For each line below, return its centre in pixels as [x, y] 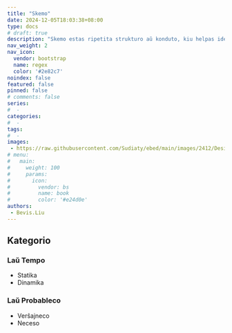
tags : [15, 129]
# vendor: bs [38, 187]
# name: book [38, 193]
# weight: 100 [33, 168]
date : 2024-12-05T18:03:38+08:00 [55, 20]
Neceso [28, 323]
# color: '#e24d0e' [48, 200]
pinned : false [28, 91]
